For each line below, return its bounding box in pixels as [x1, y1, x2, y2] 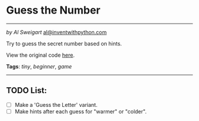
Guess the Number [6, 4, 101, 17]
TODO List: [6, 86, 47, 96]
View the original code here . [6, 51, 75, 58]
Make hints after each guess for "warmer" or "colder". [14, 107, 147, 115]
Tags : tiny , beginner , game [6, 63, 72, 70]
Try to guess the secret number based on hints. [6, 40, 123, 47]
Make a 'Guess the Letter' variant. [14, 101, 98, 108]
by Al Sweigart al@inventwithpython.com [6, 28, 107, 35]
